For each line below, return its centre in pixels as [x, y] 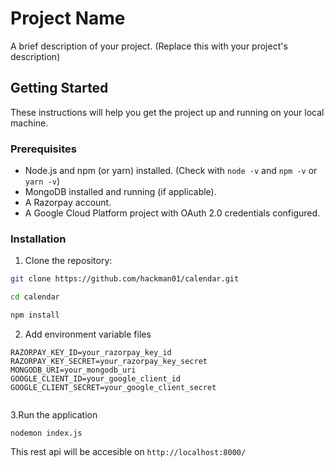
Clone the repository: [68, 261]
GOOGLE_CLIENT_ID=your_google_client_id [96, 378]
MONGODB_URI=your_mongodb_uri [73, 370]
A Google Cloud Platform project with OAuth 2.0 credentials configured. [172, 213]
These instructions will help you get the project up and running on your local [167, 112]
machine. [29, 123]
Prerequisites [43, 149]
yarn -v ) [42, 181]
